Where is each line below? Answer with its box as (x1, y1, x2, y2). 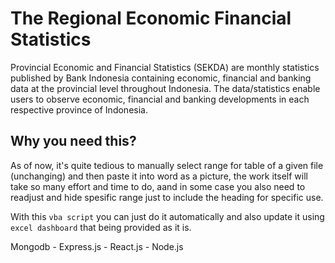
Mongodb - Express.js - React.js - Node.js (10, 240, 184, 252)
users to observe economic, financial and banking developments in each (10, 93, 310, 105)
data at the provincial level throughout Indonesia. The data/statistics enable (10, 82, 321, 94)
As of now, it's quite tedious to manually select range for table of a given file (10, 159, 324, 171)
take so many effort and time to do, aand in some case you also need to (10, 180, 306, 192)
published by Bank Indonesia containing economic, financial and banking (10, 72, 312, 84)
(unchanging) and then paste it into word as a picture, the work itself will (10, 170, 308, 182)
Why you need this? (10, 133, 137, 150)
